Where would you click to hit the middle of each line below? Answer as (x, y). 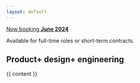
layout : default (27, 12)
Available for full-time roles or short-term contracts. (70, 40)
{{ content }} (22, 74)
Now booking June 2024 (37, 29)
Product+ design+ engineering (65, 60)
